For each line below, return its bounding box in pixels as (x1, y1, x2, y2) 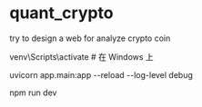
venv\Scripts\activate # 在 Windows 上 (9, 51, 155, 62)
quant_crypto (9, 3, 114, 24)
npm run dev (9, 87, 57, 98)
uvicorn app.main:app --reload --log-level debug (9, 69, 194, 80)
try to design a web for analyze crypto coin (9, 33, 171, 44)
